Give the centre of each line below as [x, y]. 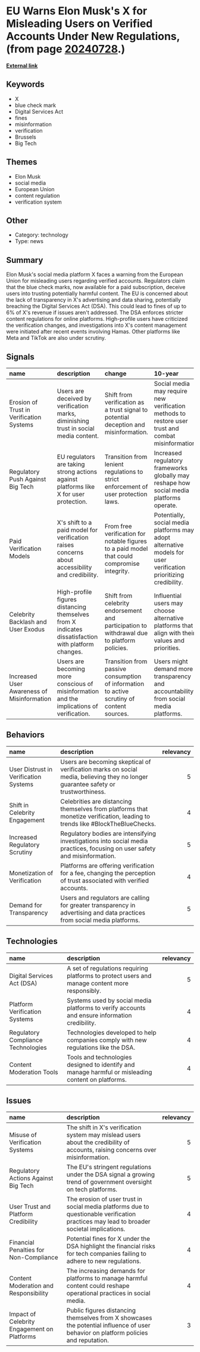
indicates [70, 629]
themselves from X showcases [109, 1318]
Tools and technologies [99, 1057]
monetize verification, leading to [105, 816]
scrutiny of [120, 699]
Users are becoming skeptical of [106, 762]
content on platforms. [97, 1080]
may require [171, 391]
